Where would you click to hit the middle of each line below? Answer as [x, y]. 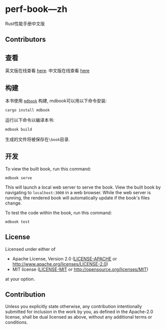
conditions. [17, 323]
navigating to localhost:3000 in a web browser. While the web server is [78, 192]
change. [14, 203]
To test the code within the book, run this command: [59, 213]
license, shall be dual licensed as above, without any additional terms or [79, 317]
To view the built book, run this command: [48, 169]
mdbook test [17, 222]
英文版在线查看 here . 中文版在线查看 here [47, 71]
